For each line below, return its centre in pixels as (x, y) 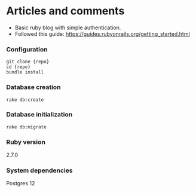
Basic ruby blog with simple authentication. (68, 27)
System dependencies (39, 170)
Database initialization (39, 115)
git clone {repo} (28, 62)
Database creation (33, 87)
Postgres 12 (21, 183)
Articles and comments (65, 11)
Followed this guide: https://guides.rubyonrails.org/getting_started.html (102, 33)
